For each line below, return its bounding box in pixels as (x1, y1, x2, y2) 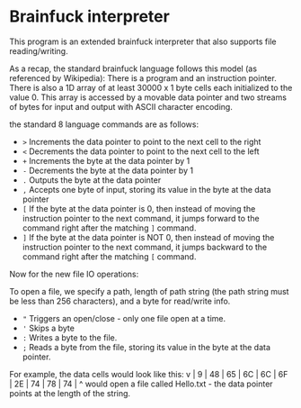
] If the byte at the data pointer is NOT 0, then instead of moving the (22, 231, 275, 242)
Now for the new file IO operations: (9, 268, 139, 279)
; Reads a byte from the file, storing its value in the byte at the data (22, 341, 271, 352)
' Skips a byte (22, 322, 75, 333)
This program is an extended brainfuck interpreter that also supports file (9, 36, 277, 47)
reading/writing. (9, 45, 69, 56)
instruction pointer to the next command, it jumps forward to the (22, 213, 260, 223)
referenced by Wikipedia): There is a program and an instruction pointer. (9, 72, 277, 83)
